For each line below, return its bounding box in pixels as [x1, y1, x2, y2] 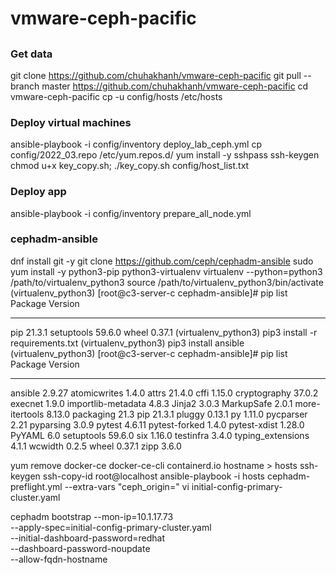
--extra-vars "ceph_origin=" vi [64, 480, 190, 492]
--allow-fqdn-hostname [10, 553, 108, 565]
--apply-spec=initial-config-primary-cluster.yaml [10, 521, 212, 533]
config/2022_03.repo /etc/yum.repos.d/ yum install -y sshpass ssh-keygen [10, 149, 320, 161]
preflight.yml [10, 480, 63, 492]
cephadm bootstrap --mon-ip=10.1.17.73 [10, 510, 174, 522]
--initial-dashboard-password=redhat [10, 532, 166, 544]
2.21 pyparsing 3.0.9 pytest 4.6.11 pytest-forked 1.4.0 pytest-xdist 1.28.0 [10, 418, 305, 431]
